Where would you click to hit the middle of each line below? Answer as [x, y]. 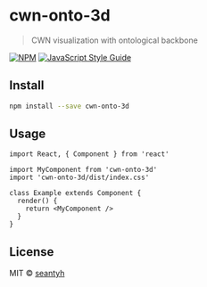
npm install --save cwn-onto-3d [69, 106]
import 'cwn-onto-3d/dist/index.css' [79, 178]
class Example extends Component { [75, 193]
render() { [37, 201]
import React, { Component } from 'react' [89, 154]
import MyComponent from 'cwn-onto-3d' [83, 170]
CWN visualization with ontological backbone [114, 40]
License [32, 252]
